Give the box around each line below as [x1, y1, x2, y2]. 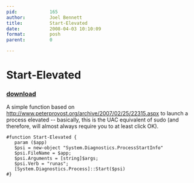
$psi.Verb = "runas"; [14, 161, 69, 167]
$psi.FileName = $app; [14, 150, 71, 156]
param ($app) [14, 140, 47, 146]
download [6, 90, 36, 98]
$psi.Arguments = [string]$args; [14, 155, 99, 162]
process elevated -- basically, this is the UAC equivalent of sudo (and [6, 116, 179, 124]
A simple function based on [6, 103, 75, 111]
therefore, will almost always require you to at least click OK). [6, 123, 159, 130]
